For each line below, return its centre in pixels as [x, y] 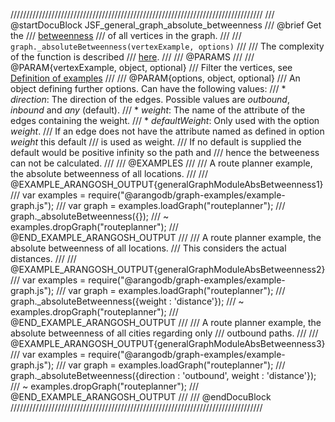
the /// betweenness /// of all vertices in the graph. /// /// [126, 35]
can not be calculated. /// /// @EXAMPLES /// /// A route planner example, [161, 163]
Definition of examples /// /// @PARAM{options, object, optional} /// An [155, 78]
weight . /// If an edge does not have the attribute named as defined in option [167, 131]
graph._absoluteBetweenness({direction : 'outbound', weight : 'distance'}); [163, 375]
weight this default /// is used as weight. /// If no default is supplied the [156, 142]
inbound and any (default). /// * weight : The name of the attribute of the [158, 110]
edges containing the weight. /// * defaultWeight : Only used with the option [165, 120]
